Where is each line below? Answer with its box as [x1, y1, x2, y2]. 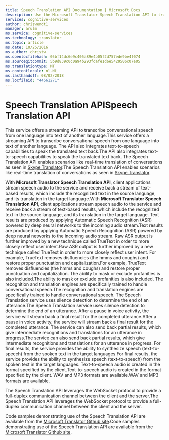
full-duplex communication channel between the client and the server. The [5, 393, 158, 399]
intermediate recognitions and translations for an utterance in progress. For [5, 340, 161, 346]
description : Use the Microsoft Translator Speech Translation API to [5, 12, 156, 17]
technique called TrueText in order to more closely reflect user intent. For [5, 249, 157, 255]
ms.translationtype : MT [5, 64, 55, 69]
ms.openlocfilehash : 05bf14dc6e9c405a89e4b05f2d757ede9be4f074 [5, 54, 141, 59]
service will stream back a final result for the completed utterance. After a [5, 313, 157, 319]
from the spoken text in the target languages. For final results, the [23, 351, 158, 357]
